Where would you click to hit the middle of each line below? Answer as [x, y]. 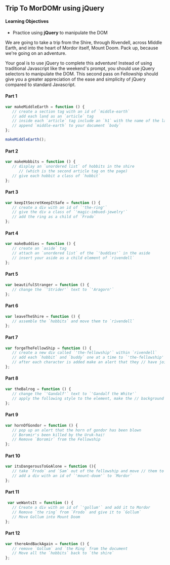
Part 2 [12, 151]
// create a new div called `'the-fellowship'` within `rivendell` [84, 353]
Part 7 [12, 337]
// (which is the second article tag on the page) [73, 171]
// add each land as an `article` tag [53, 116]
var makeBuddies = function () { [40, 244]
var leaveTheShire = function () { [43, 316]
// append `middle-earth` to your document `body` [67, 126]
